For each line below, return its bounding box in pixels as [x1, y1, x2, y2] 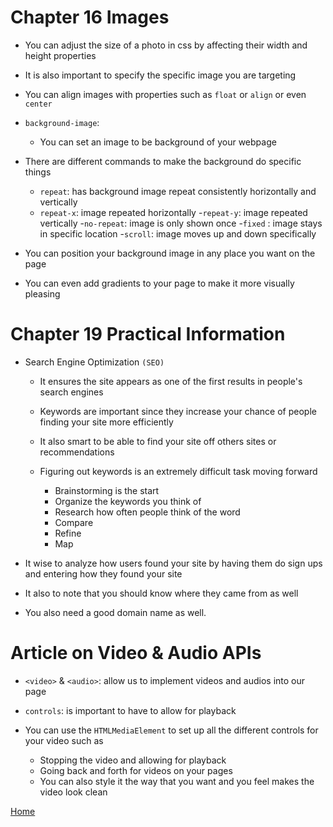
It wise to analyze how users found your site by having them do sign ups [24, 557, 323, 569]
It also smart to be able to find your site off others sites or [39, 435, 277, 447]
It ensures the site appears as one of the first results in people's [39, 375, 303, 387]
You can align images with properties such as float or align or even [24, 88, 307, 100]
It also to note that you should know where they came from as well [24, 587, 299, 599]
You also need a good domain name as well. [24, 606, 207, 618]
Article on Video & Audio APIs [10, 642, 262, 665]
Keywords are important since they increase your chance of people [39, 405, 317, 417]
